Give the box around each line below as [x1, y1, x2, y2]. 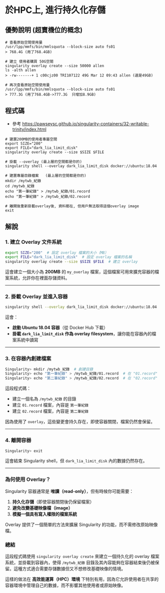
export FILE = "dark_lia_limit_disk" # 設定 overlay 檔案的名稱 [5, 255, 132, 259]
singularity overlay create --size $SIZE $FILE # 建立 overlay [5, 259, 138, 264]
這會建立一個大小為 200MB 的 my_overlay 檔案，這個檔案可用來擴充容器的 [5, 269, 155, 275]
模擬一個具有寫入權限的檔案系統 [12, 511, 77, 517]
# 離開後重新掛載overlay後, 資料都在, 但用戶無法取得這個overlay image [5, 203, 139, 209]
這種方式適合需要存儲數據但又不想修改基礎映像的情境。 [13, 565, 126, 571]
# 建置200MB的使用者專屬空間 [5, 137, 57, 142]
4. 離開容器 [5, 437, 31, 444]
